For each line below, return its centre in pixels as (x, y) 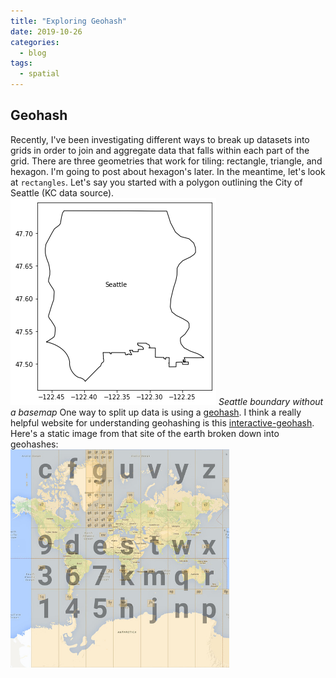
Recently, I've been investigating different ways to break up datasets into (160, 139)
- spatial (39, 74)
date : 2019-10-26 (46, 31)
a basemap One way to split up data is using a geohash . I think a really (156, 412)
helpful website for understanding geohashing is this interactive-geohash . (162, 422)
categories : (35, 42)
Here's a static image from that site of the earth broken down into (145, 433)
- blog (33, 53)
